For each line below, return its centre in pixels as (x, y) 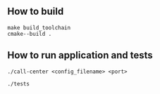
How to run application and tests (80, 55)
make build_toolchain (39, 27)
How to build (36, 12)
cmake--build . (30, 34)
